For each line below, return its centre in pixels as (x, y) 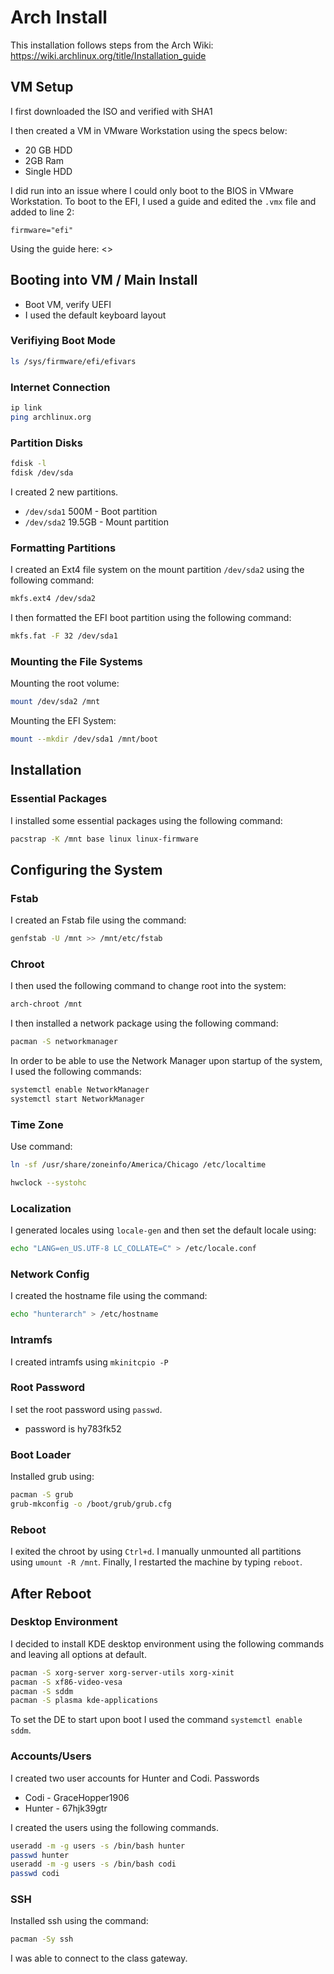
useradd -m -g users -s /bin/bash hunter (98, 1846)
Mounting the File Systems (76, 661)
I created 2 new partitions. (64, 492)
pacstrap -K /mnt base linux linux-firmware (104, 839)
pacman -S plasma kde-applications (84, 1701)
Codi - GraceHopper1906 (77, 1797)
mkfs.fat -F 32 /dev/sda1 (64, 636)
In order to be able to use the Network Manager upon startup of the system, (166, 1061)
